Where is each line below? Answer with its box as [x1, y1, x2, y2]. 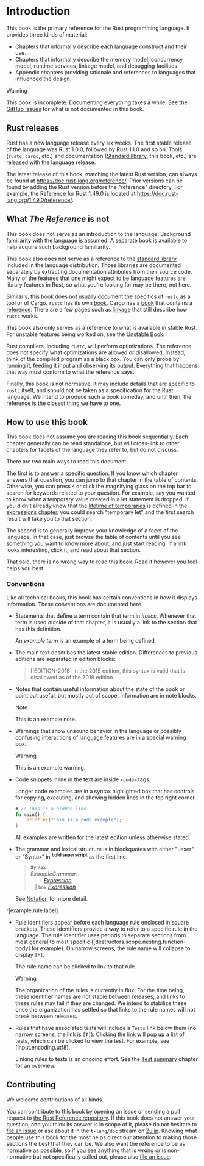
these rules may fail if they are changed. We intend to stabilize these [15, 999, 187, 1007]
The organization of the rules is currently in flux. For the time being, [15, 986, 185, 993]
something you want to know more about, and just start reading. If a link [6, 540, 187, 547]
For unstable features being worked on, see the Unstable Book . [6, 331, 165, 338]
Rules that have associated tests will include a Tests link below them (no [15, 1024, 197, 1031]
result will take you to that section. [6, 515, 93, 523]
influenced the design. [15, 75, 72, 82]
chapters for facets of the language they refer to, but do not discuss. [6, 446, 178, 454]
